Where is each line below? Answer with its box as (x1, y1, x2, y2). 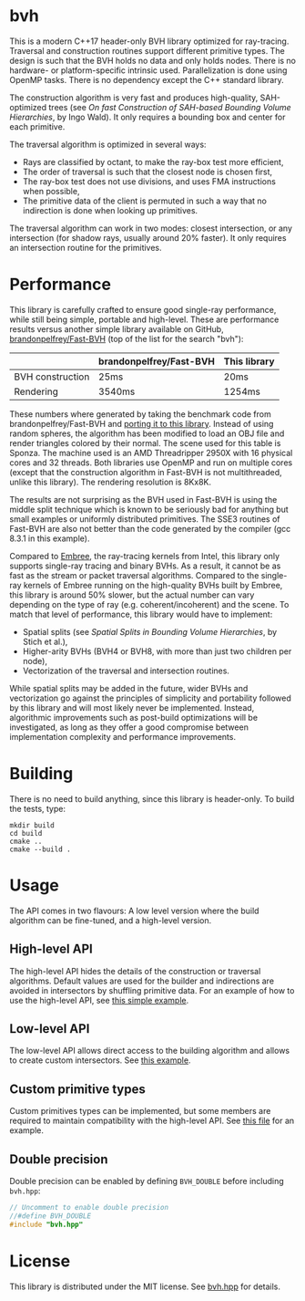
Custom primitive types (9, 1081, 146, 1097)
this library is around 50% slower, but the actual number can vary (9, 589, 255, 600)
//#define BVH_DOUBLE (9, 1211, 92, 1221)
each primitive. (9, 120, 66, 132)
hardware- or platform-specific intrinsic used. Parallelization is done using (9, 65, 288, 76)
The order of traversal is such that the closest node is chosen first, (22, 166, 273, 177)
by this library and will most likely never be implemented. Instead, (9, 702, 255, 713)
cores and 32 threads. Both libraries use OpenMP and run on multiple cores (9, 457, 293, 468)
